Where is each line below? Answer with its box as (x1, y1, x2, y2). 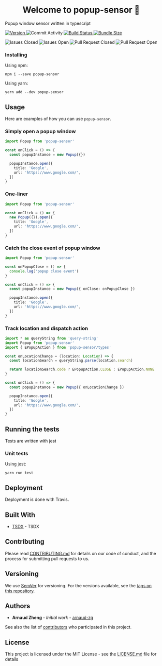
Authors (5, 602, 30, 610)
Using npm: (5, 63, 28, 68)
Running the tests (5, 425, 59, 433)
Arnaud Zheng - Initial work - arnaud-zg (12, 615, 93, 621)
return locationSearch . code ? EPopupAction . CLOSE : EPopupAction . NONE (9, 367, 155, 372)
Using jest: (5, 461, 27, 467)
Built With (5, 511, 35, 519)
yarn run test (5, 471, 34, 476)
